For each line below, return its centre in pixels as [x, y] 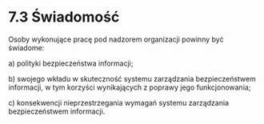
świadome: [26, 47]
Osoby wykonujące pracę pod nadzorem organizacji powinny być [116, 39]
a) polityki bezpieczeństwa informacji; [71, 63]
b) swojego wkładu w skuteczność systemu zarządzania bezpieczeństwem [132, 78]
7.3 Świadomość [64, 17]
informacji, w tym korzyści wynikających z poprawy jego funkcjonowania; [130, 87]
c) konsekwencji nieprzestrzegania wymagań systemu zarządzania [119, 102]
